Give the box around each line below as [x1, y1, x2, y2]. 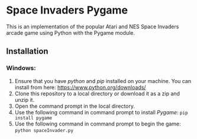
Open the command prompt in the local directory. [14, 102, 135, 110]
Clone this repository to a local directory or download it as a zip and [14, 90, 180, 97]
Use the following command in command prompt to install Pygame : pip [14, 108, 188, 115]
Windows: [6, 64, 37, 72]
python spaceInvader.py [14, 127, 74, 133]
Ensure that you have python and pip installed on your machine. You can [14, 77, 192, 84]
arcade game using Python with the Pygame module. [6, 29, 135, 36]
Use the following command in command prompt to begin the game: [14, 120, 182, 127]
